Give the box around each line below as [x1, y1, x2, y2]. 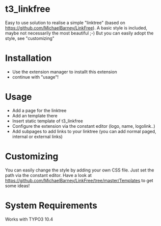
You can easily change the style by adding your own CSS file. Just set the [5, 167, 155, 173]
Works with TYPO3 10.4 [5, 216, 53, 222]
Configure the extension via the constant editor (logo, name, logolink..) [12, 123, 156, 129]
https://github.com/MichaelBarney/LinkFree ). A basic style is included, [5, 25, 147, 30]
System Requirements [5, 200, 97, 211]
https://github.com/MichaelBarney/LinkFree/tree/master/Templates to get [5, 177, 154, 183]
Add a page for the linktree [12, 107, 67, 113]
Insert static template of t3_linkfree [12, 118, 83, 124]
